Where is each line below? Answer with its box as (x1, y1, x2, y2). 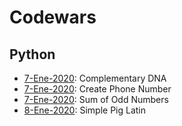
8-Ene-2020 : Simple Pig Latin (23, 104, 147, 116)
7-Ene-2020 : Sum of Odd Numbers (23, 94, 169, 105)
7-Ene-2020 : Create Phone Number (23, 83, 172, 95)
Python (9, 46, 56, 63)
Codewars (9, 6, 97, 29)
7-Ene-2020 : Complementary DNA (23, 72, 167, 84)
